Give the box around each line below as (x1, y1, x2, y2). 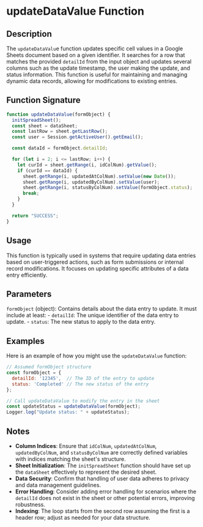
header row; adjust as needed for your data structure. (15, 514, 151, 521)
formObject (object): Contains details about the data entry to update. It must (6, 305, 197, 313)
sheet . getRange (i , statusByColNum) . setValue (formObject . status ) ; (22, 185, 193, 191)
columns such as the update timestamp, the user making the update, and (6, 64, 191, 72)
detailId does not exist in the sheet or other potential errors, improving (15, 494, 195, 501)
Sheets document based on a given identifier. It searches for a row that (6, 51, 185, 59)
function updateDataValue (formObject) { (6, 111, 111, 118)
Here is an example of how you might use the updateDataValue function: (6, 352, 187, 359)
